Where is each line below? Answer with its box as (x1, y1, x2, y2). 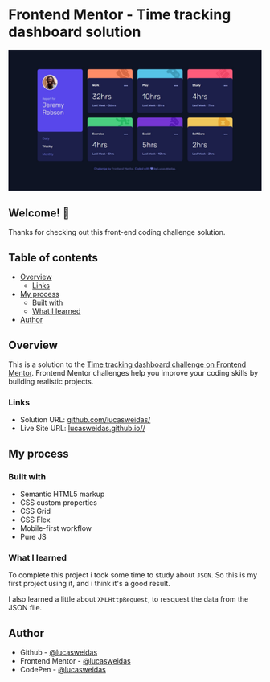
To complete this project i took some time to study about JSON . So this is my (8, 570, 258, 580)
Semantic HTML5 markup (19, 489, 105, 499)
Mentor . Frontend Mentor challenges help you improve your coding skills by (8, 368, 259, 377)
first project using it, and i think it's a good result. (8, 579, 170, 589)
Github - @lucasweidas (19, 647, 98, 657)
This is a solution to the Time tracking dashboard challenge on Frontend (8, 359, 247, 369)
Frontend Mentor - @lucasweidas (19, 656, 131, 666)
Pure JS (19, 532, 47, 541)
